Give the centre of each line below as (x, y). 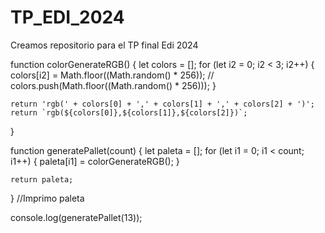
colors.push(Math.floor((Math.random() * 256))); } (113, 85)
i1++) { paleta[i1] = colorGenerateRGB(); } (95, 161)
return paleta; (42, 179)
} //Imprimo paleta (47, 198)
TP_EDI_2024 (67, 17)
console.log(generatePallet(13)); (76, 217)
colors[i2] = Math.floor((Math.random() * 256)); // (112, 75)
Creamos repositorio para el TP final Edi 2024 (104, 45)
